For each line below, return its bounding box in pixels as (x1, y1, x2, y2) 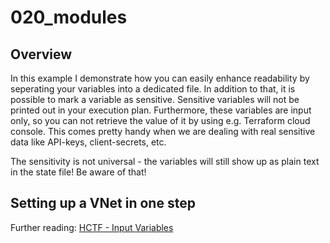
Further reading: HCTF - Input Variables (10, 221, 174, 233)
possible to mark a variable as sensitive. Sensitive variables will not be (10, 94, 300, 105)
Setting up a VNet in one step (10, 195, 196, 212)
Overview (10, 46, 73, 63)
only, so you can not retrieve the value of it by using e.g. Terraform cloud (10, 115, 311, 126)
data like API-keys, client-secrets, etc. (10, 136, 167, 148)
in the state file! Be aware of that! (10, 166, 147, 178)
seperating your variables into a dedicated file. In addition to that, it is (10, 83, 296, 95)
